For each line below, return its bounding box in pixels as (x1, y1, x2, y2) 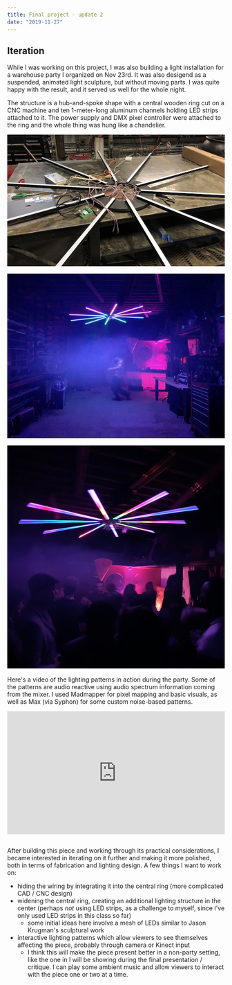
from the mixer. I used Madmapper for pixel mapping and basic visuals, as (7, 690, 217, 698)
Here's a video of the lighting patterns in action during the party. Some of (7, 675, 215, 684)
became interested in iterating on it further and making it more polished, (7, 854, 212, 862)
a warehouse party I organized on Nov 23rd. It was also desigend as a (7, 71, 206, 79)
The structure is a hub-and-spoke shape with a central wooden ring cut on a (7, 99, 224, 107)
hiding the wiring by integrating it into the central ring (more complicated (17, 882, 224, 890)
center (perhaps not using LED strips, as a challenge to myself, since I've (17, 904, 225, 912)
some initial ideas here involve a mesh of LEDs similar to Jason (27, 919, 206, 928)
